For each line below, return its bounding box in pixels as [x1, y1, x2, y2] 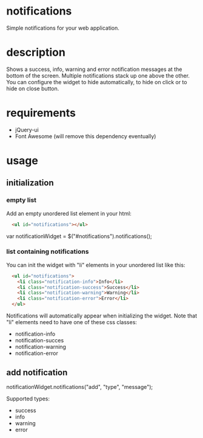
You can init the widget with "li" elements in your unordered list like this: [6, 261, 186, 268]
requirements [6, 106, 76, 120]
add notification [6, 367, 68, 377]
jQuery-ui [15, 126, 39, 133]
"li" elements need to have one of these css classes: [6, 319, 138, 326]
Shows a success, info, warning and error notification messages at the [6, 65, 182, 73]
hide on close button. [6, 85, 59, 92]
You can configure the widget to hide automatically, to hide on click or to [6, 78, 187, 85]
